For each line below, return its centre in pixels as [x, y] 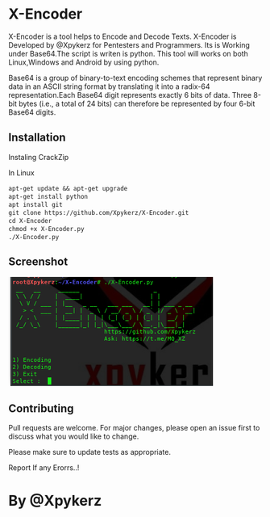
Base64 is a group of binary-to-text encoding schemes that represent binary [135, 78]
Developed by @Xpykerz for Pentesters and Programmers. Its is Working [129, 44]
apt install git [35, 204]
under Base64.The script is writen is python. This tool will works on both [128, 53]
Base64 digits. [32, 112]
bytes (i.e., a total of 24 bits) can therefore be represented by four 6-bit [137, 103]
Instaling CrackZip [39, 157]
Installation [37, 138]
